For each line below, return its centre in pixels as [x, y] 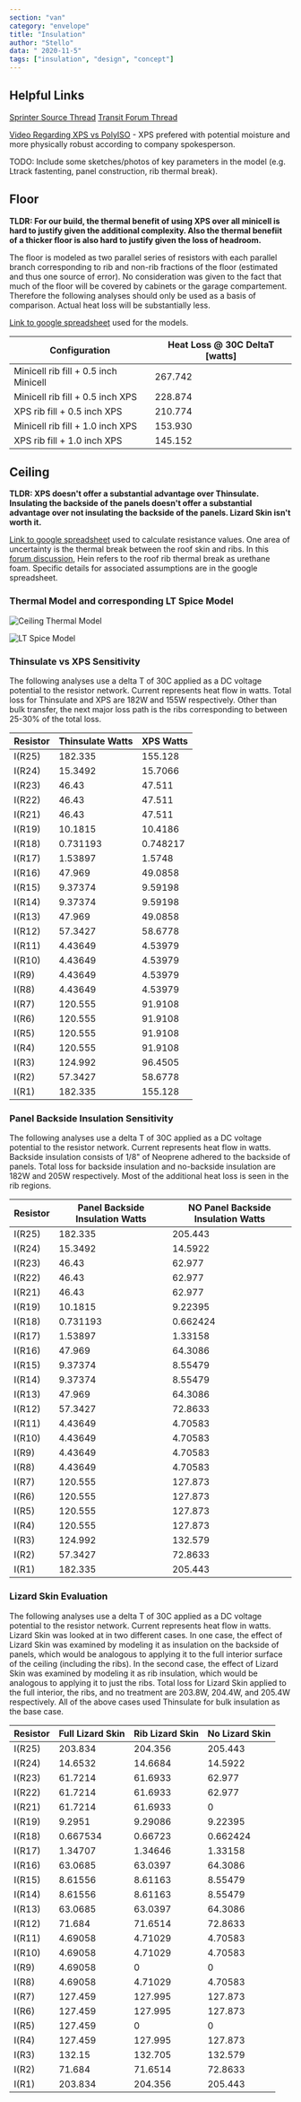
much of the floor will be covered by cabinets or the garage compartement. [148, 286]
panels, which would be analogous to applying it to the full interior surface [146, 1654]
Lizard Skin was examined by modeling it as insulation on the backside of [144, 1644]
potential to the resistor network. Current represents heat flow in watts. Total [150, 691]
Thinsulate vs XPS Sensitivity [75, 661]
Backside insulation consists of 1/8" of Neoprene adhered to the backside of [150, 1157]
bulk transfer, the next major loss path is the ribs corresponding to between [148, 710]
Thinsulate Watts [96, 741]
